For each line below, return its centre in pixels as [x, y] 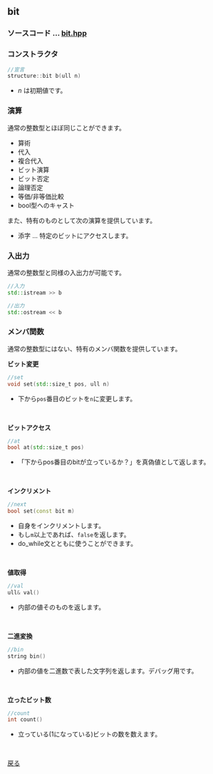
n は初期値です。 [42, 91]
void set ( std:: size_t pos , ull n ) [59, 384]
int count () [25, 720]
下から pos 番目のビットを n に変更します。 [77, 398]
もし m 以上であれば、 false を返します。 [74, 535]
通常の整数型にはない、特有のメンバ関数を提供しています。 [94, 349]
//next [17, 505]
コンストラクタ [33, 54]
